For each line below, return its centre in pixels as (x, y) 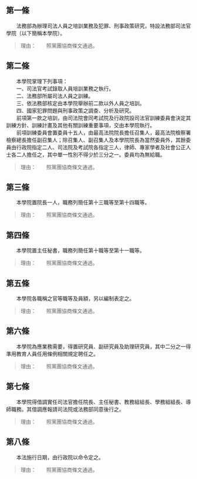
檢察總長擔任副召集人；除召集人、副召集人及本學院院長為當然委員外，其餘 (96, 140)
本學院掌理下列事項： (42, 81)
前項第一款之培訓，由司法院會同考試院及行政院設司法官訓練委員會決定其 (103, 118)
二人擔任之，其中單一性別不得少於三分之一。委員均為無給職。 (91, 154)
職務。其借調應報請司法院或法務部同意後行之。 (67, 409)
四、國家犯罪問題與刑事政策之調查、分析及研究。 (75, 110)
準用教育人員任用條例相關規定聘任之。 (52, 353)
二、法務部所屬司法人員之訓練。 (55, 96)
